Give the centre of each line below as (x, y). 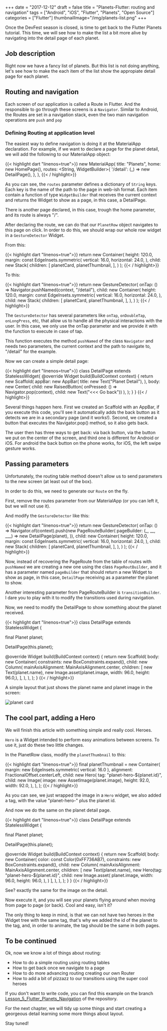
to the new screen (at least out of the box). (49, 481)
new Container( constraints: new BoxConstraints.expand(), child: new (77, 662)
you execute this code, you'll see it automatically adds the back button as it (82, 412)
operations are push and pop (34, 120)
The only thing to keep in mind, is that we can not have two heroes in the (80, 915)
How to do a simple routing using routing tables (61, 963)
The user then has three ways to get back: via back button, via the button (81, 432)
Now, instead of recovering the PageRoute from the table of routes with (79, 561)
